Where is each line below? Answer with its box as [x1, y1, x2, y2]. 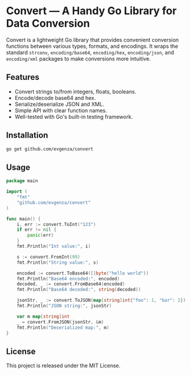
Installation [6, 130, 48, 140]
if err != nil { [17, 227, 57, 233]
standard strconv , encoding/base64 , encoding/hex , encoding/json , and [6, 49, 174, 56]
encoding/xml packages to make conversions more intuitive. [6, 55, 152, 62]
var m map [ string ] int [17, 313, 70, 319]
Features [6, 72, 39, 82]
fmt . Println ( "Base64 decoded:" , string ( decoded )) [17, 287, 141, 293]
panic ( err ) [27, 232, 54, 238]
